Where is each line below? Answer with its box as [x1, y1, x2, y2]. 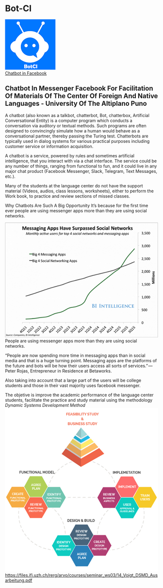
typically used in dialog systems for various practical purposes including [5, 138, 150, 144]
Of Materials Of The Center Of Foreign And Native [5, 92, 158, 100]
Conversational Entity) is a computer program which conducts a [5, 118, 132, 123]
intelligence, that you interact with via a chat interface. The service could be [5, 158, 157, 164]
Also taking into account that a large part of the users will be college [5, 377, 142, 383]
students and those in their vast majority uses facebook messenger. [5, 382, 141, 388]
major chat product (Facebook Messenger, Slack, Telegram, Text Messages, [5, 168, 158, 174]
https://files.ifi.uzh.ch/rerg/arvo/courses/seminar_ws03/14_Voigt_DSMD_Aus [5, 572, 158, 578]
